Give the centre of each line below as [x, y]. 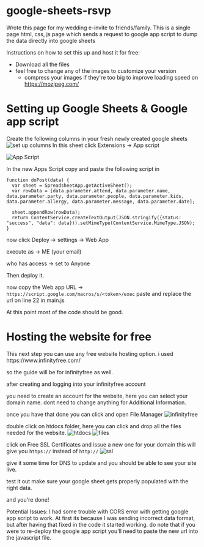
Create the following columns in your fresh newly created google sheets [97, 138]
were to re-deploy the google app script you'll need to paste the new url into [102, 531]
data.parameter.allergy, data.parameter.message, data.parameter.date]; [101, 202]
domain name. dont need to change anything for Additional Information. [96, 402]
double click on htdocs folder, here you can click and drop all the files [94, 426]
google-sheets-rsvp [59, 11]
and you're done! [28, 499]
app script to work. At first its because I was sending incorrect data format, [101, 518]
